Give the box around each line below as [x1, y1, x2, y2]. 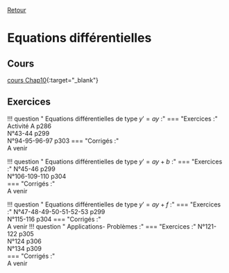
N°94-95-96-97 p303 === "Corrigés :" [7, 136, 119, 145]
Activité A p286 [7, 121, 52, 130]
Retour [7, 6, 26, 14]
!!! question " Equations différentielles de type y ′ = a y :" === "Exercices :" [7, 114, 218, 123]
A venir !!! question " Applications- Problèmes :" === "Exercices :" [7, 222, 196, 231]
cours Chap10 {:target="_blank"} [7, 76, 99, 84]
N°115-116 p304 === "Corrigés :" [7, 215, 101, 223]
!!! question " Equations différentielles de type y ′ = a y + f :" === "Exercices [7, 200, 221, 209]
